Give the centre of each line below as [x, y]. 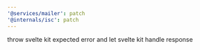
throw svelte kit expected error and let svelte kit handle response [100, 39]
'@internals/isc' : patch [43, 20]
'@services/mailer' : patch [46, 13]
